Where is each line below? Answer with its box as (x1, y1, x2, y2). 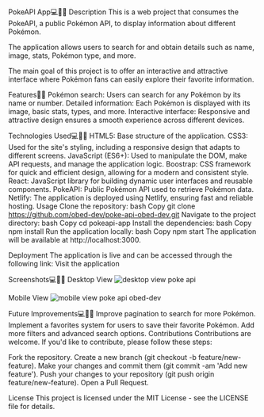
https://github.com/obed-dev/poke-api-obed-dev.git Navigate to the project (8, 210, 256, 219)
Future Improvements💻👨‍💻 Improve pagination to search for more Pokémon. (8, 309, 256, 318)
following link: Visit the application (8, 259, 121, 268)
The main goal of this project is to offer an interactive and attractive (8, 67, 228, 75)
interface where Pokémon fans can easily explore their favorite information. (8, 75, 254, 84)
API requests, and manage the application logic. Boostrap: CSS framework (8, 159, 251, 169)
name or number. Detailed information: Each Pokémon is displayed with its (8, 98, 251, 108)
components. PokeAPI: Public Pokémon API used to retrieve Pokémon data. (8, 185, 254, 193)
